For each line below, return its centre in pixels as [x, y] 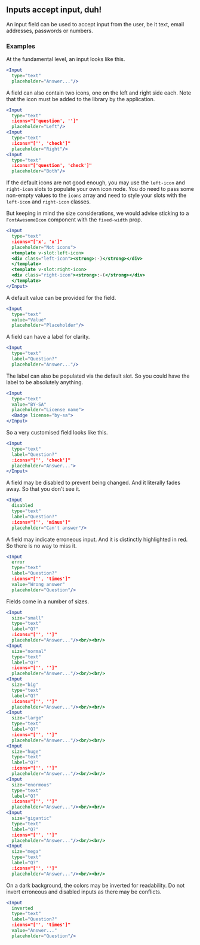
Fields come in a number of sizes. [48, 601]
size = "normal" [29, 651]
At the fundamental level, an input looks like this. [66, 59]
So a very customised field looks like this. [57, 433]
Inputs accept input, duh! [54, 10]
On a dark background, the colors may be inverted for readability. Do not [96, 885]
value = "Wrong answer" [39, 584]
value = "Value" [29, 320]
